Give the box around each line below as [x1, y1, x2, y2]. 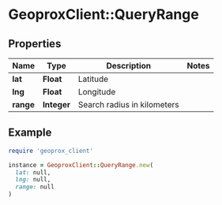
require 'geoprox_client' [8, 147, 93, 155]
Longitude [77, 87, 116, 97]
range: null [15, 183, 55, 191]
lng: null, [15, 176, 51, 184]
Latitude [77, 73, 109, 84]
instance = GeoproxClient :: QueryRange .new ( [8, 161, 154, 169]
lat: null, [15, 168, 51, 177]
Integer [42, 99, 71, 110]
